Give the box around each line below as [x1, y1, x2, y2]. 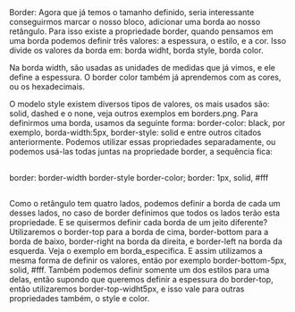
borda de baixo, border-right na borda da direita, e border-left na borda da [9, 236, 283, 247]
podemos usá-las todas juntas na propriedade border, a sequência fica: [9, 147, 273, 157]
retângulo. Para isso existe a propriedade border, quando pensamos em [9, 26, 274, 37]
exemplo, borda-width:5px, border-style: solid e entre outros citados [9, 127, 262, 138]
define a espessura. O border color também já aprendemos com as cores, [9, 72, 282, 83]
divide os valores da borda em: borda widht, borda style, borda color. [9, 45, 264, 56]
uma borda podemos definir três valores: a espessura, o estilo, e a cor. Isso [9, 36, 287, 46]
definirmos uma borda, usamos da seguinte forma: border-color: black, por [9, 118, 286, 129]
